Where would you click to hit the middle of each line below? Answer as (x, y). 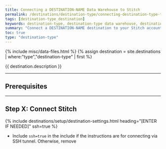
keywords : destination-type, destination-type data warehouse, (72, 24)
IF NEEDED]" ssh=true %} (31, 126)
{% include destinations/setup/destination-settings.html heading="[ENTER (81, 121)
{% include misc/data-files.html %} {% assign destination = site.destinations (83, 51)
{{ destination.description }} (33, 66)
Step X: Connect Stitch (41, 109)
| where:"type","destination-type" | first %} (49, 56)
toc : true (15, 33)
